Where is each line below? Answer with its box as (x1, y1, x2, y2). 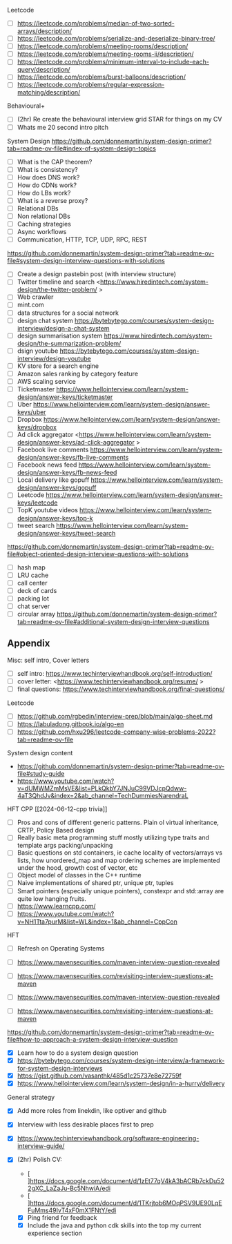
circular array (17, 610, 56, 618)
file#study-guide (17, 770, 65, 778)
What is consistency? (17, 165, 78, 173)
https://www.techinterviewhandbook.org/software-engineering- (17, 1134, 200, 1143)
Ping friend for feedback (27, 1213, 97, 1221)
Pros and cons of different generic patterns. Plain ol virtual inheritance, (17, 818, 220, 827)
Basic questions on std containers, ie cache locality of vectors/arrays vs (17, 848, 223, 857)
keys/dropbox (17, 423, 57, 431)
